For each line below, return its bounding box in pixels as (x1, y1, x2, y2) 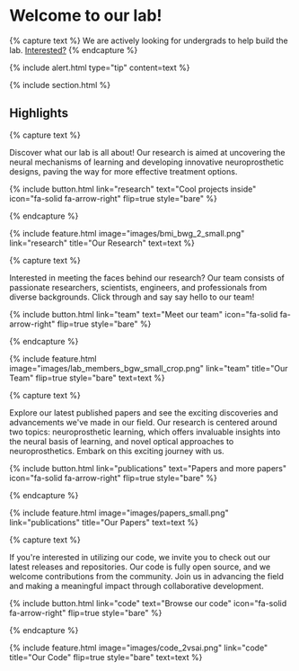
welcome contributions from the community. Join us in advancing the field (9, 570, 285, 581)
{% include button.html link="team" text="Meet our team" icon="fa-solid (9, 309, 278, 319)
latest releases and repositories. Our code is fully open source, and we (9, 561, 271, 572)
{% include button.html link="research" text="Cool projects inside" (9, 183, 257, 194)
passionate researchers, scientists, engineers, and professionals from (9, 282, 268, 292)
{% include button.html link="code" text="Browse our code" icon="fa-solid (9, 597, 287, 608)
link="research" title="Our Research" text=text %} (9, 237, 195, 248)
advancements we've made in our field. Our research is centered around (9, 416, 278, 427)
